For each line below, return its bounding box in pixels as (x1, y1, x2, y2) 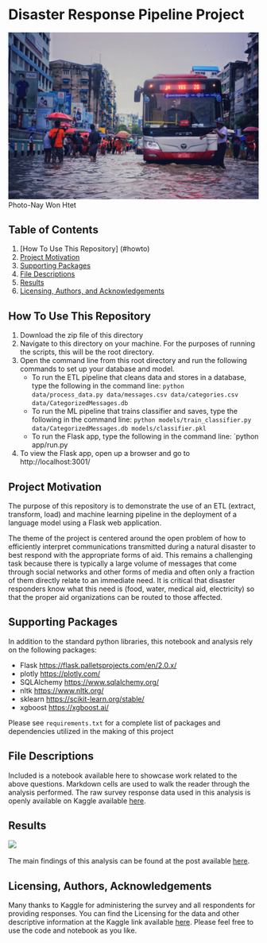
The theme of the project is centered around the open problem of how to (8, 534, 246, 543)
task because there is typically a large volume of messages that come (8, 558, 237, 569)
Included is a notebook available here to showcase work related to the (8, 771, 238, 780)
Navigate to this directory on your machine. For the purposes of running (19, 339, 256, 349)
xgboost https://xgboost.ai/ (19, 702, 110, 712)
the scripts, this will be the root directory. (19, 347, 155, 357)
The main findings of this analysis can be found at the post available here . (8, 856, 250, 866)
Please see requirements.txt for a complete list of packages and (8, 717, 221, 728)
